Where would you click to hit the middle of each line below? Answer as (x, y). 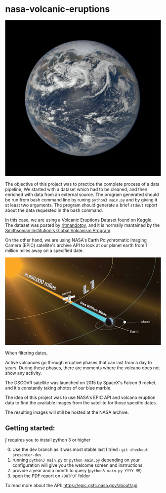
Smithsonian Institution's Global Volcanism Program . (58, 230)
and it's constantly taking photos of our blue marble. (59, 388)
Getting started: (30, 428)
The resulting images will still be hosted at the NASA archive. (67, 412)
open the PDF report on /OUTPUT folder (51, 476)
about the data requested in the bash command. (54, 210)
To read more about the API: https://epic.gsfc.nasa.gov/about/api (71, 486)
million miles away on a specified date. (44, 250)
